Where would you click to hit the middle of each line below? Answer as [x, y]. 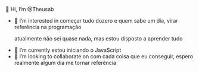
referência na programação [48, 27]
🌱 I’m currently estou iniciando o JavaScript [68, 50]
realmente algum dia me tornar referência [65, 63]
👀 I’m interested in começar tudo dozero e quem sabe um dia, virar [96, 21]
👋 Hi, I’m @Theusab [30, 9]
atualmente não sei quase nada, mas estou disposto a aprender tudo [98, 38]
